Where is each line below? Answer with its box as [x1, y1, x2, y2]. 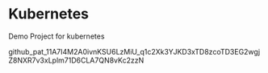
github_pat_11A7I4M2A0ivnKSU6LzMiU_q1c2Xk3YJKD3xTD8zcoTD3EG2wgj [8, 47, 261, 56]
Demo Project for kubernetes [8, 31, 105, 41]
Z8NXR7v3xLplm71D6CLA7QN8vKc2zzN [8, 55, 144, 65]
